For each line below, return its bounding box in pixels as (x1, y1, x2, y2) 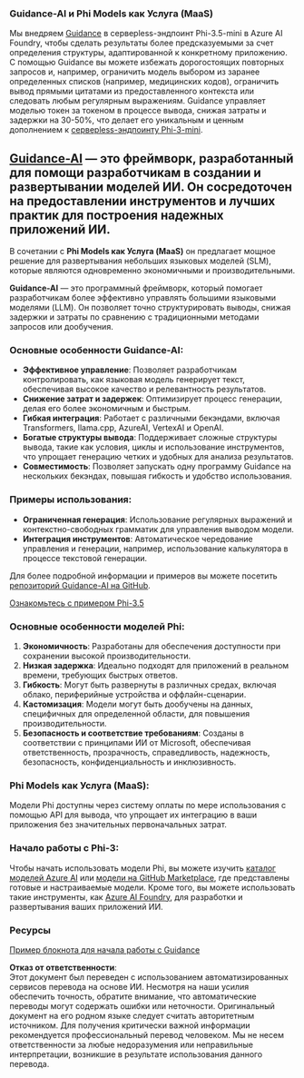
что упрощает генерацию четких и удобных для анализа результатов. (22, 451, 294, 462)
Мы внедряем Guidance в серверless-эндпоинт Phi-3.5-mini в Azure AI (9, 28, 283, 39)
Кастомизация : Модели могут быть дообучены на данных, (22, 698, 254, 709)
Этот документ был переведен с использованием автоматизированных (9, 971, 289, 983)
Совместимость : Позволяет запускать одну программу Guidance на (22, 461, 292, 472)
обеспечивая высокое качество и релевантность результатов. (22, 384, 267, 395)
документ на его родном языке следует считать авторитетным (9, 1010, 255, 1021)
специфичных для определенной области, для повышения (22, 708, 250, 719)
